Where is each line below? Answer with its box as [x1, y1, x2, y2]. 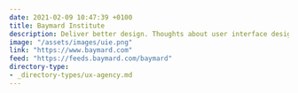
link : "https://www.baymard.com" [9, 46, 133, 55]
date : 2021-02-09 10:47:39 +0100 [9, 12, 133, 22]
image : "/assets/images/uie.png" [9, 37, 133, 47]
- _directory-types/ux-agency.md [9, 71, 133, 80]
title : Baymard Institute [9, 21, 105, 30]
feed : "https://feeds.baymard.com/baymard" [9, 54, 173, 63]
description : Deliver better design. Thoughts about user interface [9, 29, 268, 38]
